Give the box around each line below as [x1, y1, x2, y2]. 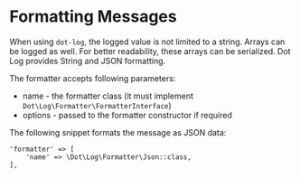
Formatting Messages [9, 6, 178, 27]
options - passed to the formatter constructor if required [22, 109, 232, 120]
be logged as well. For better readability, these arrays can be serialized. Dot [9, 45, 291, 56]
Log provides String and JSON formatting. [9, 55, 166, 66]
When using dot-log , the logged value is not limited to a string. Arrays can [9, 36, 286, 47]
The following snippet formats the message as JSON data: [9, 126, 227, 137]
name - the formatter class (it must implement [22, 90, 194, 101]
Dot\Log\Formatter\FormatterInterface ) [22, 99, 172, 110]
